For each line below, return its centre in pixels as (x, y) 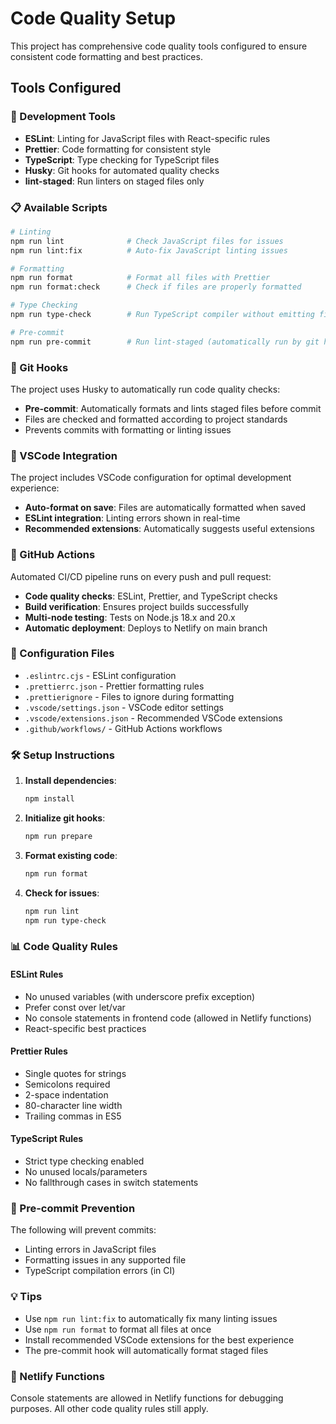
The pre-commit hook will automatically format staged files (146, 1350)
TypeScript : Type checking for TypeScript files (122, 159)
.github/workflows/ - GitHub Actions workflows (123, 728)
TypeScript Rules (47, 1139)
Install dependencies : (70, 781)
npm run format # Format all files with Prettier (140, 278)
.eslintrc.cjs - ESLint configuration (100, 675)
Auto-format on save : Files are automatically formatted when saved (165, 508)
